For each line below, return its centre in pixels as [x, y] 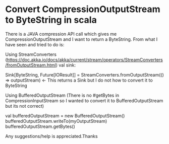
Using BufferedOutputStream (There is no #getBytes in [62, 95]
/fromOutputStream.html [31, 65]
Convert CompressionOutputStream [83, 9]
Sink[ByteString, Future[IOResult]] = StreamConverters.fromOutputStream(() [84, 75]
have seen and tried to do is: [35, 44]
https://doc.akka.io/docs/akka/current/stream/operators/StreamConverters [85, 59]
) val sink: [66, 65]
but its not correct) [25, 106]
